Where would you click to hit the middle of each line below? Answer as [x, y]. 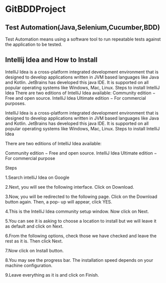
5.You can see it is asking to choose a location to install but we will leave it [81, 221]
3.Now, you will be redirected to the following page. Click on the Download [81, 197]
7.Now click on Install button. [34, 250]
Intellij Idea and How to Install [51, 60]
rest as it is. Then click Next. [34, 241]
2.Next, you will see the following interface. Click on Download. [70, 187]
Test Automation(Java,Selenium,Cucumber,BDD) [83, 27]
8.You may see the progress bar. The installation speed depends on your [79, 260]
